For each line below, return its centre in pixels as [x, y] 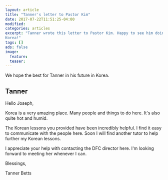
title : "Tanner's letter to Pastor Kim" [48, 15]
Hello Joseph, [19, 103]
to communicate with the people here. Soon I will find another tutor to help [82, 133]
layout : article [22, 10]
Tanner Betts [18, 173]
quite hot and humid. [26, 118]
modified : [15, 24]
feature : [19, 56]
